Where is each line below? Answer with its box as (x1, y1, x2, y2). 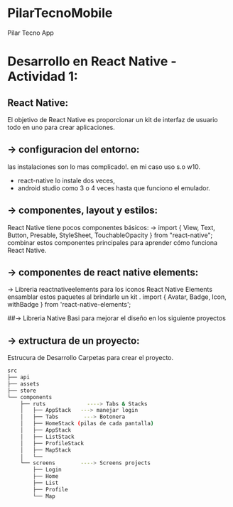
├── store (7, 387, 37, 394)
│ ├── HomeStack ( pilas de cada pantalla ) (20, 420, 154, 427)
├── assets (7, 380, 40, 388)
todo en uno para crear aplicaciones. (7, 123, 115, 131)
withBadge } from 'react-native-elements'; (7, 300, 131, 309)
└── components (7, 393, 53, 400)
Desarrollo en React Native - (7, 53, 177, 70)
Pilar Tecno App (7, 28, 55, 37)
